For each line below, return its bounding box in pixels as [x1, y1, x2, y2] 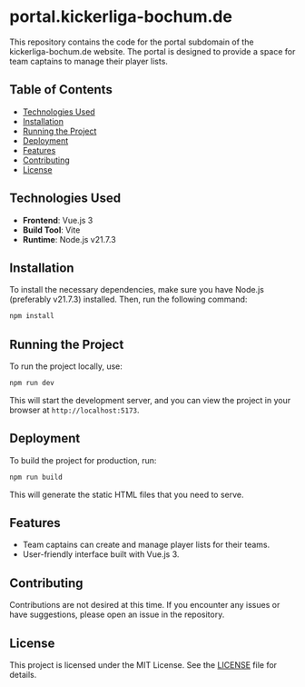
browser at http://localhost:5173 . [9, 404, 140, 415]
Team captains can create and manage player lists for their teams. [22, 539, 271, 551]
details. [9, 670, 37, 681]
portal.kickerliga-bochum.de [9, 6, 233, 27]
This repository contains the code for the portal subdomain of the [9, 36, 254, 47]
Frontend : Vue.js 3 [22, 214, 93, 225]
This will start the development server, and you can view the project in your [9, 394, 291, 405]
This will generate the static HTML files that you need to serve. [9, 489, 244, 500]
